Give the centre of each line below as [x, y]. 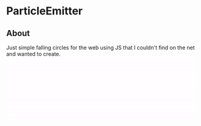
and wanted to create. [33, 54]
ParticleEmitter [45, 11]
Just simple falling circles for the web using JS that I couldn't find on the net [100, 47]
